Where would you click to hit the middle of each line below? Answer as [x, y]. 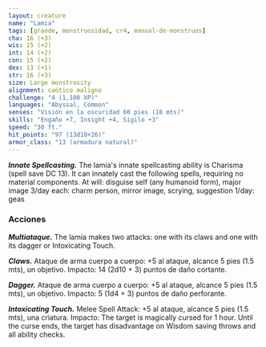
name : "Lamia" [32, 23]
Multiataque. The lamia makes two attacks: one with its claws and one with [133, 237]
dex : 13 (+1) [30, 68]
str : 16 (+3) [30, 75]
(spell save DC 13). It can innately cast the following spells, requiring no [126, 173]
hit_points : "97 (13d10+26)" [57, 134]
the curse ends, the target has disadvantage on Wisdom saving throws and [132, 325]
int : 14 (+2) [30, 53]
